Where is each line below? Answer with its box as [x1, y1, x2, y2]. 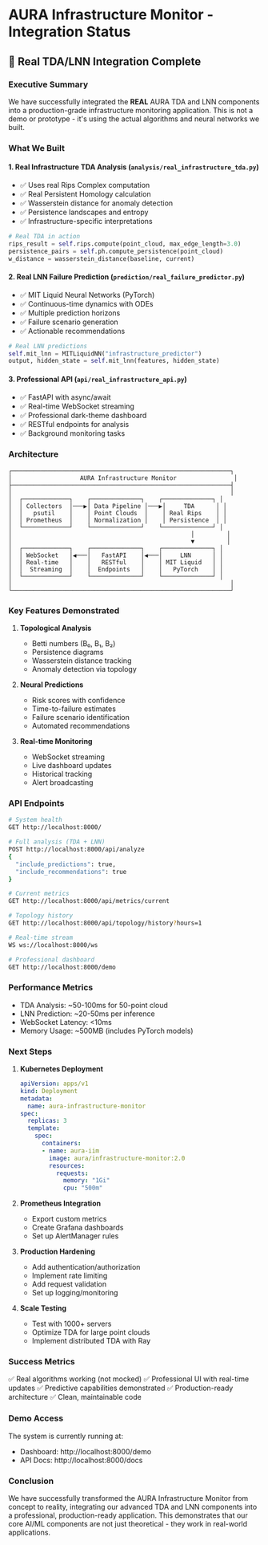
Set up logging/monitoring [31, 1288, 118, 1298]
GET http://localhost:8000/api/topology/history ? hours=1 [8, 919, 202, 928]
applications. [8, 1527, 50, 1538]
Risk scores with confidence [31, 696, 126, 705]
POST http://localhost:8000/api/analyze [8, 845, 146, 854]
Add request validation [31, 1279, 106, 1289]
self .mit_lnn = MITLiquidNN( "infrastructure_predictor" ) [8, 349, 202, 358]
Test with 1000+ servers [31, 1319, 112, 1329]
